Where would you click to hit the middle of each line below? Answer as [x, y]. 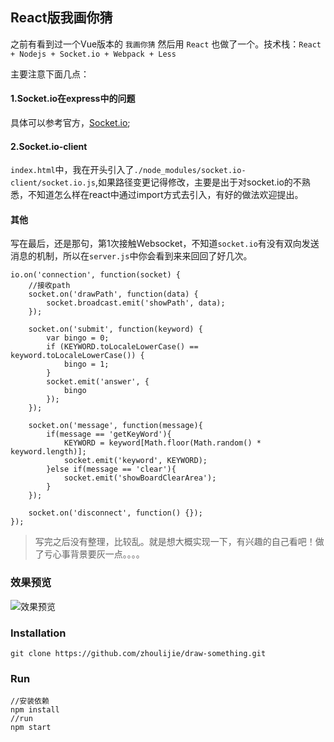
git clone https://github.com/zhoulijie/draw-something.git [138, 654]
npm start [31, 728]
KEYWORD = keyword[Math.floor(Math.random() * [162, 443]
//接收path [49, 286]
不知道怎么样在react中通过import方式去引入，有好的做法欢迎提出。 [165, 195]
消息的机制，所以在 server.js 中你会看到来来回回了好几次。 [131, 256]
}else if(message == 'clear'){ [111, 469]
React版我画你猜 [61, 18]
